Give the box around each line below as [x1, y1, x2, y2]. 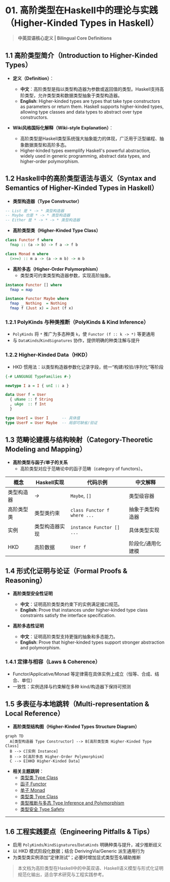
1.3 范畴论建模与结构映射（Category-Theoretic [5, 435, 153, 444]
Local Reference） [5, 709, 65, 718]
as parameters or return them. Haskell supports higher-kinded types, [20, 103, 164, 109]
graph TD [5, 733, 24, 739]
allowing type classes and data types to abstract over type [20, 108, 143, 115]
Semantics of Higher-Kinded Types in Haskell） [5, 183, 158, 193]
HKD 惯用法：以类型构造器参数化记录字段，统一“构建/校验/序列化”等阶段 [12, 363, 164, 370]
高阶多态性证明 [12, 623, 44, 629]
